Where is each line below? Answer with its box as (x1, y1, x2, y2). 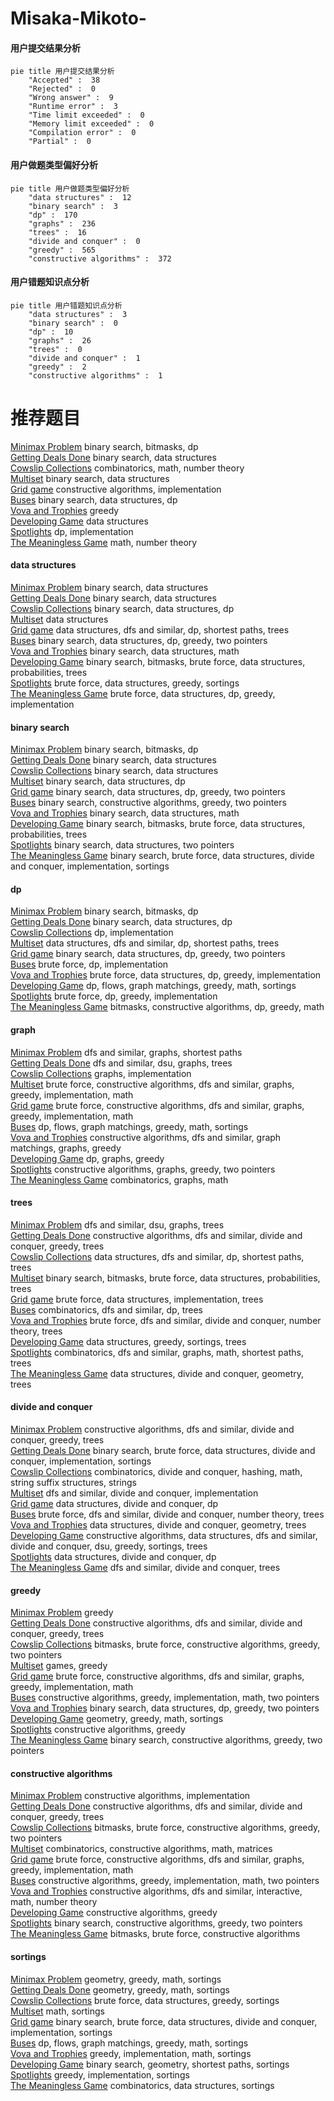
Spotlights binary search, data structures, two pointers (10, 839, 235, 851)
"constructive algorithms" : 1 (28, 370, 163, 381)
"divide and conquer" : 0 (28, 236, 141, 246)
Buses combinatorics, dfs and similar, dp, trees (10, 1303, 203, 1316)
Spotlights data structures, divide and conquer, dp (10, 1550, 217, 1562)
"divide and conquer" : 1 (28, 353, 141, 363)
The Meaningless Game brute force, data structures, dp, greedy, (10, 687, 276, 699)
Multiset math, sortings (10, 2005, 106, 2017)
